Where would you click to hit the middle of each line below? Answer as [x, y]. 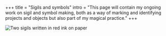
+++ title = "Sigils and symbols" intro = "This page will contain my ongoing [83, 7]
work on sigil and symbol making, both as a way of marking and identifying [83, 13]
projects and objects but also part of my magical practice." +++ [71, 18]
